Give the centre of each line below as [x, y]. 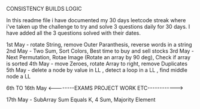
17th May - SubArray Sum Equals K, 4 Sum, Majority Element [81, 99]
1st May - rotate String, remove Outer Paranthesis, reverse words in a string [99, 45]
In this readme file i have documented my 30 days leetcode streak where [96, 20]
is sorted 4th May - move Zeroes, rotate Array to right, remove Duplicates [97, 63]
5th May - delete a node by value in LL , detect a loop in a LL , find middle [97, 70]
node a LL [19, 76]
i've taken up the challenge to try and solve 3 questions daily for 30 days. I [98, 27]
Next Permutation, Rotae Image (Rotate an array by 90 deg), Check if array [98, 57]
